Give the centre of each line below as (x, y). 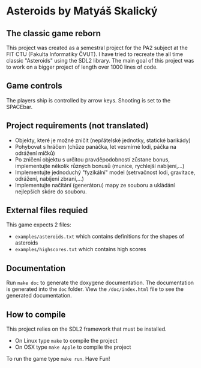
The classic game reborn (53, 33)
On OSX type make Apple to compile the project (73, 347)
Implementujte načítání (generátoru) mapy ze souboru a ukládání (95, 185)
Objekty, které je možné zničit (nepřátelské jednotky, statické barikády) (103, 140)
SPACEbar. (19, 107)
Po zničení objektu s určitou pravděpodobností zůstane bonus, (92, 159)
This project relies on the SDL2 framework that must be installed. (86, 329)
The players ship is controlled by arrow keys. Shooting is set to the (88, 100)
